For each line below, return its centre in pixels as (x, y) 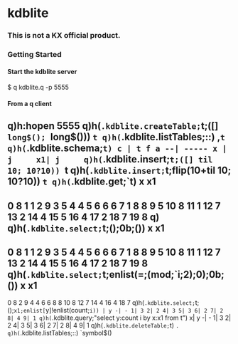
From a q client (29, 103)
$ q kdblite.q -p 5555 (38, 88)
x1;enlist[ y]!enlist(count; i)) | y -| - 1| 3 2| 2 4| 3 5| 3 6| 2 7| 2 (119, 311)
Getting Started (34, 55)
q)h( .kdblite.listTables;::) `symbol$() (60, 333)
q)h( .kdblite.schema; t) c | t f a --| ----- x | (117, 148)
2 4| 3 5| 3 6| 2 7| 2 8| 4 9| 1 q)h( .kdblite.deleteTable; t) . (93, 325)
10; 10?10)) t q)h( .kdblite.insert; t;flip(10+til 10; (119, 171)
